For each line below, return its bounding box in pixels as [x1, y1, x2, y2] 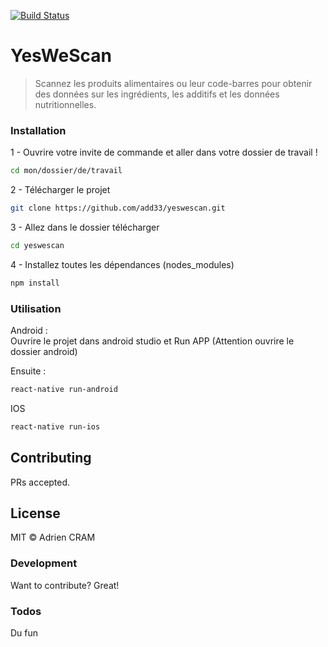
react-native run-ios [10, 421, 101, 432]
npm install [10, 278, 60, 288]
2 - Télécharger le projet [10, 184, 111, 196]
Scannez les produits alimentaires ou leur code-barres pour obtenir [34, 77, 313, 89]
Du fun [10, 627, 39, 639]
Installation [10, 123, 67, 137]
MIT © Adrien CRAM [10, 531, 96, 544]
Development [10, 556, 78, 570]
